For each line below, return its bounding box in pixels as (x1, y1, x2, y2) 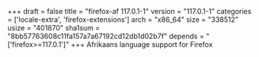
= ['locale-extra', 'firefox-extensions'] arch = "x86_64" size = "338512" (7, 15, 239, 24)
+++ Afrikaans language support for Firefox (70, 40, 213, 49)
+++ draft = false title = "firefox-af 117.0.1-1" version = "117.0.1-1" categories (7, 7, 252, 16)
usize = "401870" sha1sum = (7, 23, 101, 32)
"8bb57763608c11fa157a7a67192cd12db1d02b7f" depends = (7, 31, 205, 41)
